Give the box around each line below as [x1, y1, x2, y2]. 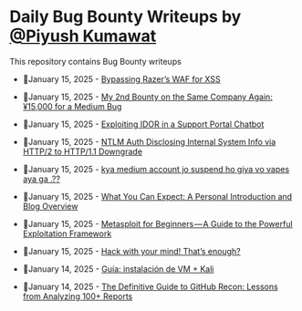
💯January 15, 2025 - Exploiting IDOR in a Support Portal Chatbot [22, 119, 265, 130]
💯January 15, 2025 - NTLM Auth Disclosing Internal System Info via [22, 136, 276, 147]
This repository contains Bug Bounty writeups [9, 56, 182, 67]
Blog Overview [22, 201, 78, 212]
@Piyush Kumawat [9, 26, 157, 47]
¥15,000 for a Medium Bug [22, 100, 122, 111]
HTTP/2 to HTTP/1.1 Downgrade [22, 146, 143, 157]
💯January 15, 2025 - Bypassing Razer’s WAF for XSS [22, 73, 221, 84]
